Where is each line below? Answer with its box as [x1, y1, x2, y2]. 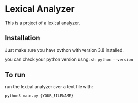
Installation [5, 34, 40, 42]
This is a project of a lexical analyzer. [5, 20, 80, 26]
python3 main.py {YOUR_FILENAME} [5, 93, 74, 98]
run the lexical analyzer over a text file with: [5, 83, 93, 89]
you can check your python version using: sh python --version [5, 56, 134, 62]
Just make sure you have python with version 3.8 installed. [5, 47, 124, 52]
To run [5, 71, 26, 79]
